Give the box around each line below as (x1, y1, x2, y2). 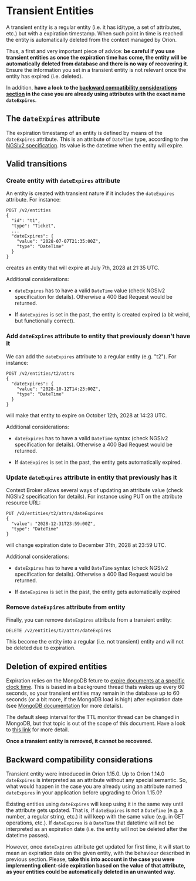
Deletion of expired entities (6, 661, 107, 671)
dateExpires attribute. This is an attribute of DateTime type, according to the (6, 136, 188, 143)
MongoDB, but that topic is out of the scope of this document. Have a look (6, 720, 186, 727)
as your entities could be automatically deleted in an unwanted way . (6, 868, 175, 875)
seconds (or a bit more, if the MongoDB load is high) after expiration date (6, 696, 183, 703)
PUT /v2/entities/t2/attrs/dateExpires (6, 511, 104, 517)
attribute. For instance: (6, 196, 61, 203)
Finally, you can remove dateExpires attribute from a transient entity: (6, 616, 172, 623)
